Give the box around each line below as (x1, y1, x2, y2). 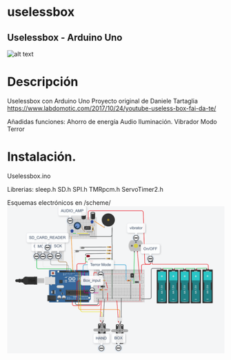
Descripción (7, 74, 79, 90)
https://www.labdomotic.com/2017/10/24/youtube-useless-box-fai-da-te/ (7, 104, 217, 112)
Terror (7, 125, 26, 133)
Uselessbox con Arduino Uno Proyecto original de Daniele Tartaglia (7, 97, 199, 105)
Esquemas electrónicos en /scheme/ (7, 198, 112, 207)
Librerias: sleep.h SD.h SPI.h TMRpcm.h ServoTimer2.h (7, 185, 163, 193)
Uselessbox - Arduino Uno (7, 32, 123, 43)
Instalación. (7, 149, 77, 165)
